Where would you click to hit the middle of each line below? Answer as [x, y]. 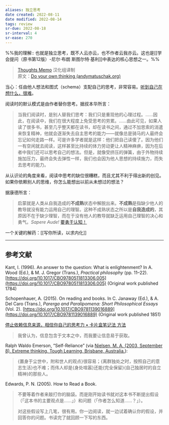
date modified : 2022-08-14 [33, 19]
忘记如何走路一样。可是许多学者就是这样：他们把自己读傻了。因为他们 [90, 139]
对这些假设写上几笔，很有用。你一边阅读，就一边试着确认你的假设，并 [90, 411]
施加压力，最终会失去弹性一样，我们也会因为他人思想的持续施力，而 [88, 158]
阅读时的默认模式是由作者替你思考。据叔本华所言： [58, 104]
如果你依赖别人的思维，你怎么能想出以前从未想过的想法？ [65, 182]
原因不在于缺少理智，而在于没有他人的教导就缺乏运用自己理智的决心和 [90, 216]
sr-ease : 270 [19, 38]
